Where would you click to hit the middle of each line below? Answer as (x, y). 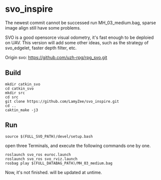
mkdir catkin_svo (23, 84)
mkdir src (15, 93)
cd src (12, 97)
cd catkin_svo (20, 89)
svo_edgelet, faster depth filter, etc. (41, 48)
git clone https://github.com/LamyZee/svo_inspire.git (62, 101)
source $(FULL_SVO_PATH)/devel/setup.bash (49, 136)
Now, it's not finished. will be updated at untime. (54, 172)
